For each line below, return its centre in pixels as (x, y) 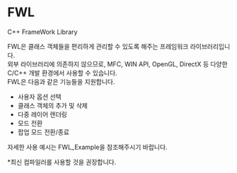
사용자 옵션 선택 (39, 97)
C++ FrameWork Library (42, 32)
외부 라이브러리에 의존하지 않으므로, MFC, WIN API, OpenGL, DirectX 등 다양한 (117, 64)
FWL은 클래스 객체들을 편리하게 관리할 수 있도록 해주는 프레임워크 (98, 46)
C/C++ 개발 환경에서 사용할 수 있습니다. (63, 73)
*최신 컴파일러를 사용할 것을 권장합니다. (62, 162)
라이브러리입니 (210, 46)
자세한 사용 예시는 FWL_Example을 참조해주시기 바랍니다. (87, 147)
